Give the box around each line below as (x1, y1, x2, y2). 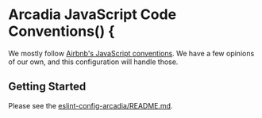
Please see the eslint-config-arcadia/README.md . (8, 101, 173, 110)
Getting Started (8, 80, 87, 93)
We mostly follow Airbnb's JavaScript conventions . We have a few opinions (8, 48, 255, 58)
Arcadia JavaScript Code (8, 6, 177, 24)
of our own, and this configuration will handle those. (8, 57, 179, 67)
